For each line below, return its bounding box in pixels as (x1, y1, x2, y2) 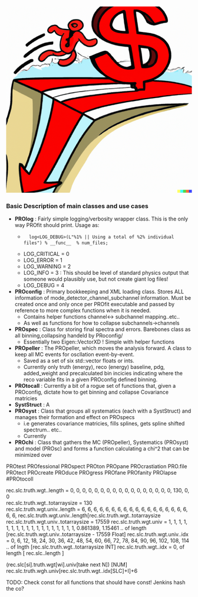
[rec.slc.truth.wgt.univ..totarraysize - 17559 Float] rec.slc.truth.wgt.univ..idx (6, 531, 189, 538)
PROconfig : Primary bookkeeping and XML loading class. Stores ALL (14, 288, 184, 296)
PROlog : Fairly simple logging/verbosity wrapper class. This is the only (14, 215, 189, 222)
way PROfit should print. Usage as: (14, 222, 100, 229)
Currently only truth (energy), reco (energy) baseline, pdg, (23, 364, 165, 371)
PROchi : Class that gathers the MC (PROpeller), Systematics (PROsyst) (14, 439, 189, 446)
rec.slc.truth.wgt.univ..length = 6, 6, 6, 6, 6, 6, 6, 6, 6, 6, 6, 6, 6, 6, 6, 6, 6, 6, (6, 506, 188, 513)
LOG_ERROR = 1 (23, 257, 63, 264)
